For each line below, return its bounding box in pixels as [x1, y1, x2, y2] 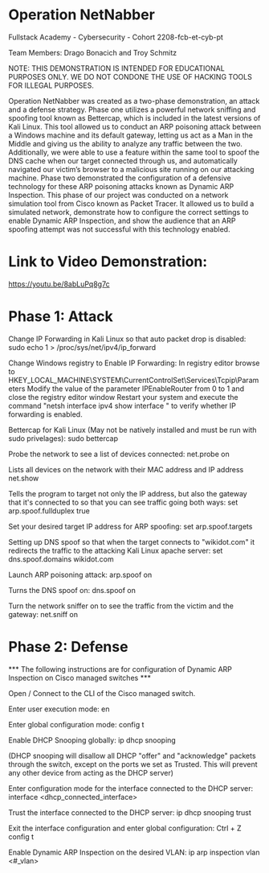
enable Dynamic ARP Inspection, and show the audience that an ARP [8, 216, 236, 225]
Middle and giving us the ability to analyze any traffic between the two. [8, 138, 243, 148]
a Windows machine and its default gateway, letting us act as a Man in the [8, 130, 254, 140]
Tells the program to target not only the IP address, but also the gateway [8, 488, 247, 498]
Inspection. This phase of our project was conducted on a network [8, 190, 229, 200]
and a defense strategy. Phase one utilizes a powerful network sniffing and [8, 105, 256, 114]
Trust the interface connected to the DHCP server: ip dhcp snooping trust [8, 807, 251, 817]
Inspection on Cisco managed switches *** [8, 673, 151, 682]
